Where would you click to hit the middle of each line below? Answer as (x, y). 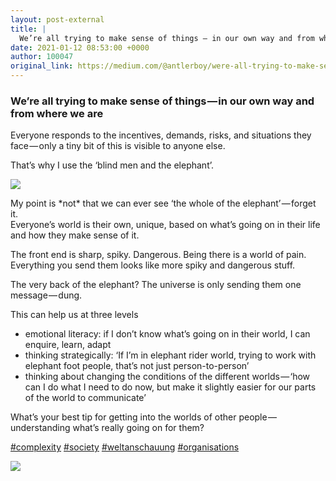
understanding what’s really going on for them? (107, 428)
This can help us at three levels (74, 315)
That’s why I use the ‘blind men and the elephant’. (112, 165)
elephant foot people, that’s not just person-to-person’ (137, 366)
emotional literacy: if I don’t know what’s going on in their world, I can (167, 334)
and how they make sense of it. (75, 235)
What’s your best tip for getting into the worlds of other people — (143, 417)
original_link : (42, 66)
